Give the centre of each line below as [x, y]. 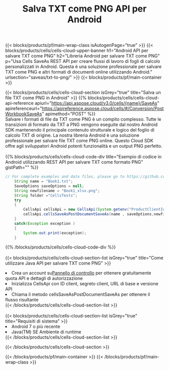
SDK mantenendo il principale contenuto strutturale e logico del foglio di [80, 130]
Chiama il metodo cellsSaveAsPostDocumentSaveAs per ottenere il [81, 294]
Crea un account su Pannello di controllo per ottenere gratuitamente [82, 273]
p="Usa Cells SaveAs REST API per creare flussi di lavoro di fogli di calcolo [83, 61]
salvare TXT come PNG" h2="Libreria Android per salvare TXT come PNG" [82, 56]
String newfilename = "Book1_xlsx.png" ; [57, 191]
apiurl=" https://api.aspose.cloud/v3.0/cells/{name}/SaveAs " [97, 103]
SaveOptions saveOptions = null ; [49, 186]
